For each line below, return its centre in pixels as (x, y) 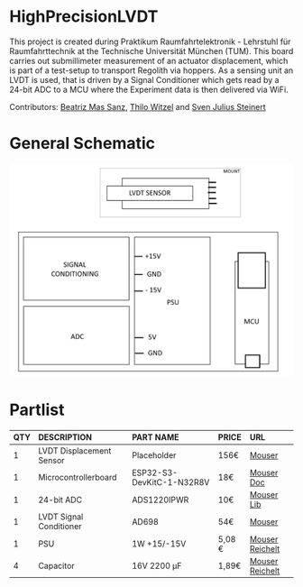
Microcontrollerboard (78, 477)
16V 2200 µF (157, 566)
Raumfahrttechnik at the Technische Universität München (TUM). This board (151, 50)
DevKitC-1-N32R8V (171, 482)
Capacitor (56, 566)
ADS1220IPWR (161, 500)
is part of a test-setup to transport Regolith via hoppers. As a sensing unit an (151, 70)
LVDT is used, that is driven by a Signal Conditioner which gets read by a (144, 79)
